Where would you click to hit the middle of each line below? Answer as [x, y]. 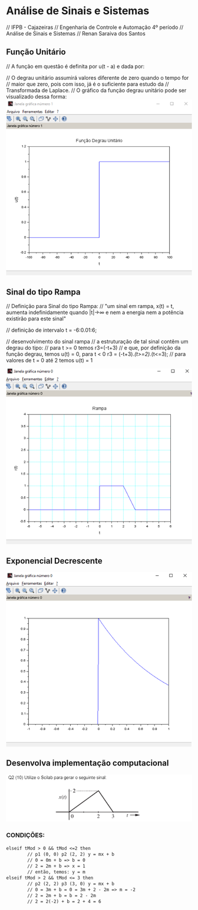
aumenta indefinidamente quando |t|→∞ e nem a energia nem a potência [95, 312]
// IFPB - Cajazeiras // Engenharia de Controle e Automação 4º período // [95, 27]
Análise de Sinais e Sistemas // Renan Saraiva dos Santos [76, 33]
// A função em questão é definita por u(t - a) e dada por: [75, 66]
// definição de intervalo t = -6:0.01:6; [52, 330]
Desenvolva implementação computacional [88, 763]
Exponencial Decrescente [54, 561]
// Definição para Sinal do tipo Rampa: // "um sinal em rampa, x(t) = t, [90, 306]
